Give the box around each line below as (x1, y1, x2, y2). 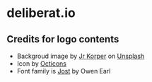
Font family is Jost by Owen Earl (16, 67, 111, 75)
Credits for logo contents (6, 33, 119, 45)
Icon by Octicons (16, 59, 66, 68)
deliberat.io (6, 5, 76, 21)
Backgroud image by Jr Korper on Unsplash (16, 52, 145, 60)
